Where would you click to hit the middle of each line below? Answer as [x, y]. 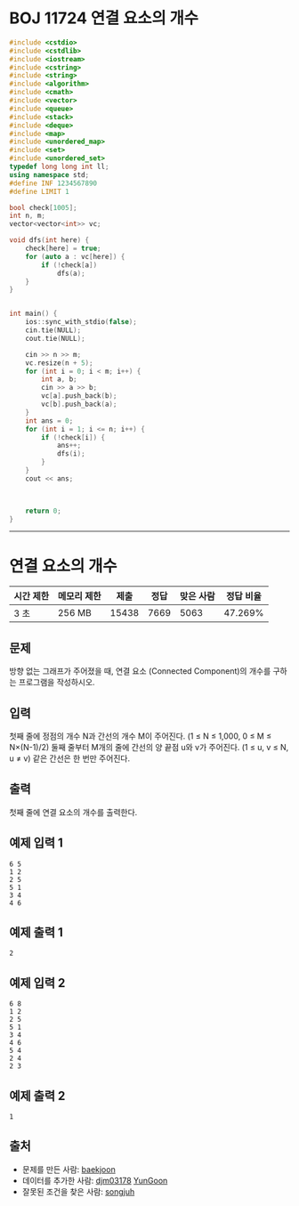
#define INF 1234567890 [53, 183]
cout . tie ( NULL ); [56, 338]
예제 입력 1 [36, 843]
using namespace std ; [49, 174]
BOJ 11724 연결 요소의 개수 [104, 18]
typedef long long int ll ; [59, 167]
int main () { [33, 314]
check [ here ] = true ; [63, 249]
